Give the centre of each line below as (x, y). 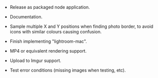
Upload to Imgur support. (36, 61)
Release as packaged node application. (50, 7)
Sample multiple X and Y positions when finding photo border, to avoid (81, 26)
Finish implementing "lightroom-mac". (48, 41)
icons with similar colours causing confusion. (56, 32)
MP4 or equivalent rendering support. (48, 51)
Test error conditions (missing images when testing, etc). (68, 70)
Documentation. (26, 17)
